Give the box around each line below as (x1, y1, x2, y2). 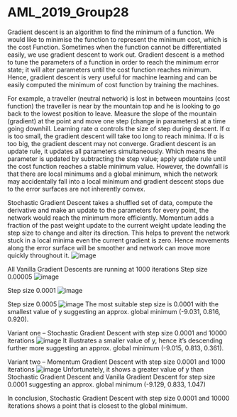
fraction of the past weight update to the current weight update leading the (7, 221, 226, 229)
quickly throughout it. (7, 251, 70, 260)
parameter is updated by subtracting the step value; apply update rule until (7, 154, 226, 163)
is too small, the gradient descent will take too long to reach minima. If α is (7, 132, 225, 140)
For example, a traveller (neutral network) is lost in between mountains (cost (7, 94, 231, 103)
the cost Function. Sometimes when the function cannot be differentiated (7, 43, 221, 51)
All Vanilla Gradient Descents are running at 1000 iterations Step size (7, 265, 208, 273)
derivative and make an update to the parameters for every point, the (7, 206, 209, 214)
